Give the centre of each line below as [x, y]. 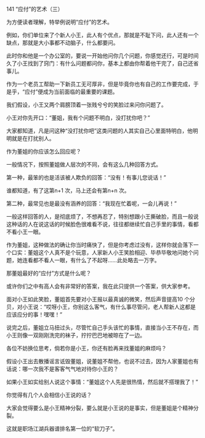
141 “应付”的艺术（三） [35, 9]
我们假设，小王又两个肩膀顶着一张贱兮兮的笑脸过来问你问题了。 [86, 105]
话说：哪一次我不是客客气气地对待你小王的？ [63, 369]
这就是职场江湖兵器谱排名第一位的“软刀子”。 [62, 429]
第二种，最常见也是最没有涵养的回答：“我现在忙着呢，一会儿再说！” [92, 203]
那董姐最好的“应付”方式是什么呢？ [49, 273]
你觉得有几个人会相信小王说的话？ [49, 395]
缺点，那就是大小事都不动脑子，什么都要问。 [63, 43]
